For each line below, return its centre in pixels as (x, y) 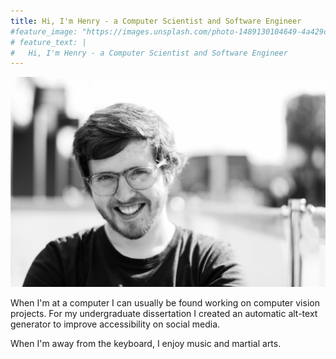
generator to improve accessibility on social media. (115, 324)
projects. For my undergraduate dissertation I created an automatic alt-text (164, 314)
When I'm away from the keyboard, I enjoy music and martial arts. (146, 344)
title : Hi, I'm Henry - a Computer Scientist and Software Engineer (156, 21)
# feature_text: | (48, 42)
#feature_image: (44, 31)
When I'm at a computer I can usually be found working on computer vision (165, 303)
